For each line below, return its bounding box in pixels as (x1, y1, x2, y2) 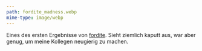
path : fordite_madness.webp (6, 8, 77, 15)
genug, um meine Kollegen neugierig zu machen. (6, 38, 129, 45)
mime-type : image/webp (6, 15, 64, 21)
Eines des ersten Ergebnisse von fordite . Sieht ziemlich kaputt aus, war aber (6, 31, 196, 38)
